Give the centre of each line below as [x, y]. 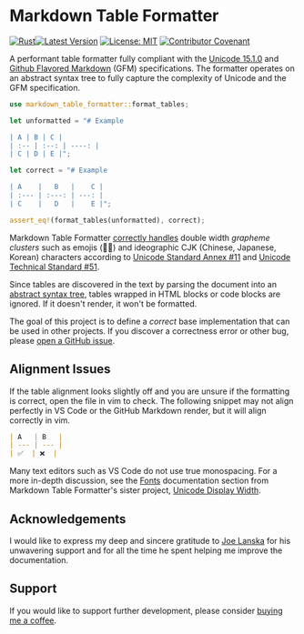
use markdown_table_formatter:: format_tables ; [99, 104]
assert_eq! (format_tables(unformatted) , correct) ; [107, 220]
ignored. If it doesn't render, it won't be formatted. [103, 303]
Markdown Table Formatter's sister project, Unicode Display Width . [135, 490]
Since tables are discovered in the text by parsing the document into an [143, 284]
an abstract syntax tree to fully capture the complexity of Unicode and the [148, 77]
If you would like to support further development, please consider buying [147, 610]
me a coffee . [33, 620]
